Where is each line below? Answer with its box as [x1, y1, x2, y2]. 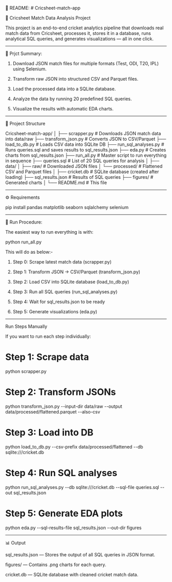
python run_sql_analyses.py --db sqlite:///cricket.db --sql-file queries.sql [5, 484, 160, 490]
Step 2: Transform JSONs [5, 386, 116, 398]
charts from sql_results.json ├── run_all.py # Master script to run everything [5, 152, 167, 158]
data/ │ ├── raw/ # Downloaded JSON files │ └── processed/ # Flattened [5, 163, 163, 169]
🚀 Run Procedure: [5, 219, 42, 225]
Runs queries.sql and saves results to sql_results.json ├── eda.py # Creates [5, 147, 166, 153]
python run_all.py [5, 239, 42, 245]
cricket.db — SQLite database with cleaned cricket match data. [5, 571, 139, 577]
